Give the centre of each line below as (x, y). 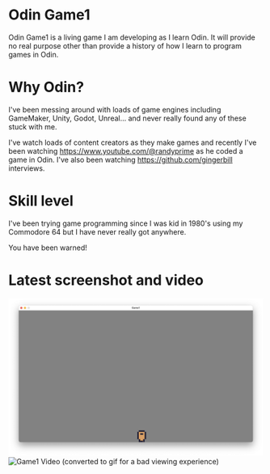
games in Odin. (34, 54)
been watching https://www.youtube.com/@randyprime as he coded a (126, 150)
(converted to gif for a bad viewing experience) (141, 461)
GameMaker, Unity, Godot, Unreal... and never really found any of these (127, 118)
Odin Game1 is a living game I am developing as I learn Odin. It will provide (132, 37)
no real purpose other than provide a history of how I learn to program (125, 45)
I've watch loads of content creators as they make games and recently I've (133, 142)
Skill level (41, 201)
